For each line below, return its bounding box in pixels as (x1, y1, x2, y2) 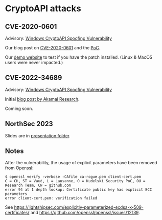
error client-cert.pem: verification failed (5, 196, 97, 201)
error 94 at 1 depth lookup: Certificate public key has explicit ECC (5, 187, 152, 192)
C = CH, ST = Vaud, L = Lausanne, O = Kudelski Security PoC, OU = (5, 179, 146, 184)
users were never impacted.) (5, 60, 63, 65)
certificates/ (5, 210, 30, 216)
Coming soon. (5, 106, 33, 111)
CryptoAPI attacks (5, 3, 82, 14)
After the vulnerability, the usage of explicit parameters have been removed (5, 160, 158, 166)
